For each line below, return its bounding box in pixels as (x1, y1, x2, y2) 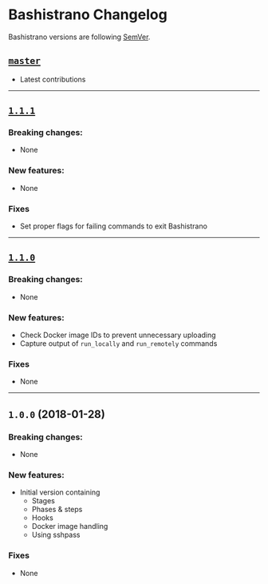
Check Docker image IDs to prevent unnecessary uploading (19, 330, 217, 340)
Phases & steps (31, 505, 83, 514)
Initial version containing (19, 487, 100, 497)
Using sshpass (31, 530, 81, 540)
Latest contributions (19, 74, 86, 84)
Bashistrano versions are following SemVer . (8, 32, 151, 42)
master (8, 55, 41, 67)
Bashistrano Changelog (8, 6, 167, 24)
